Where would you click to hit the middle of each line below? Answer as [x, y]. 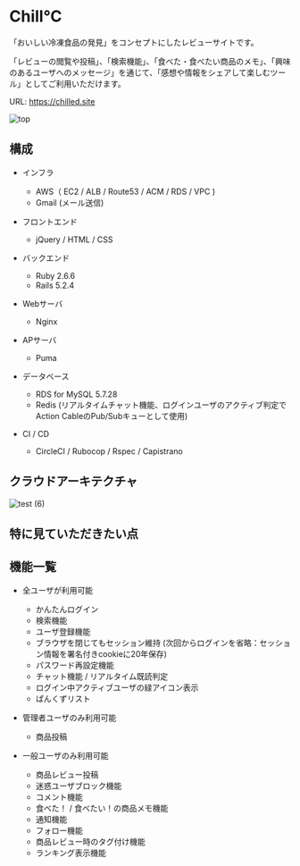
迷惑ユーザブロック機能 [79, 786]
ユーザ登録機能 [63, 631]
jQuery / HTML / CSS [74, 240]
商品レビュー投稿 [67, 774]
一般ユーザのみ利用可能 [65, 755]
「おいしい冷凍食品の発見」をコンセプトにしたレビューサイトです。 [134, 42]
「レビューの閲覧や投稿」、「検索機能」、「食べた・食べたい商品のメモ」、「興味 [150, 61]
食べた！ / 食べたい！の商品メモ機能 [102, 808]
